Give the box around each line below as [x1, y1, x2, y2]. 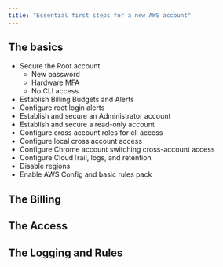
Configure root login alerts [19, 103, 105, 112]
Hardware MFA [31, 78, 80, 87]
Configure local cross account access [19, 137, 143, 146]
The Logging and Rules [8, 246, 123, 259]
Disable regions [19, 162, 71, 171]
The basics [8, 41, 64, 54]
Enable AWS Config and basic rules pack [19, 170, 152, 179]
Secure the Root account [19, 61, 101, 71]
